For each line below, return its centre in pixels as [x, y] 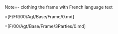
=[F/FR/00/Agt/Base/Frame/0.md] [39, 17]
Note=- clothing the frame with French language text [59, 7]
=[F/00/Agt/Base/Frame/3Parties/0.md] [45, 26]
